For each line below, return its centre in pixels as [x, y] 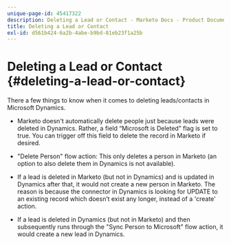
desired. [29, 143]
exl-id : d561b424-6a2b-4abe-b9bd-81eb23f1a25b [75, 33]
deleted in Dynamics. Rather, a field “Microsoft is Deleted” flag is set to [117, 129]
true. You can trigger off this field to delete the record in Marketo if [111, 136]
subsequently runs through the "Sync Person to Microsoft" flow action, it [120, 227]
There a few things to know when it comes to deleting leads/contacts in [108, 100]
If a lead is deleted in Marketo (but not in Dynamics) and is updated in [115, 177]
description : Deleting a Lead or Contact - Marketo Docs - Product [106, 20]
